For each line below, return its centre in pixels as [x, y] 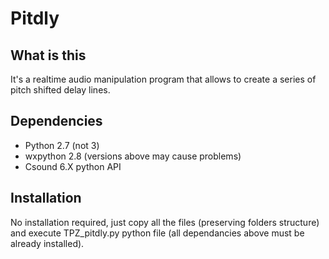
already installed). [47, 243]
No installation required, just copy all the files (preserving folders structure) [165, 222]
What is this [48, 55]
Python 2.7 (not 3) [62, 145]
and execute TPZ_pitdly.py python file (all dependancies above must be [157, 233]
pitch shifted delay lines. [60, 90]
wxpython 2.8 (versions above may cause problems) [133, 156]
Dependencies [56, 121]
